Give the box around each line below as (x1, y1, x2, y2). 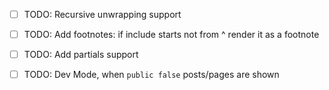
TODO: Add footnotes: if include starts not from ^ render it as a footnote (23, 29, 320, 41)
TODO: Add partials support (23, 49, 139, 61)
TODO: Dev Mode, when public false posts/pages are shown (23, 69, 280, 81)
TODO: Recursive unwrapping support (23, 9, 182, 20)
